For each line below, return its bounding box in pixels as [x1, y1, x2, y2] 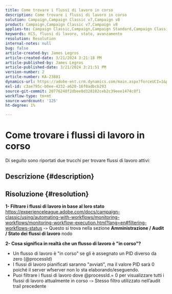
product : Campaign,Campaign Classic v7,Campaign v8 [5, 22, 118, 27]
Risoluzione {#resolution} [5, 189, 89, 198]
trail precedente [12, 283, 47, 289]
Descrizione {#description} [5, 172, 95, 181]
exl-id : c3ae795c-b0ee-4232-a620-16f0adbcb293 [5, 84, 106, 89]
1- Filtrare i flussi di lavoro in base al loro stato [5, 203, 105, 209]
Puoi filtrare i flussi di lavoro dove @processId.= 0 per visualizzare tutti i [12, 272, 165, 279]
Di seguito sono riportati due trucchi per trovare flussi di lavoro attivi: [5, 158, 150, 164]
